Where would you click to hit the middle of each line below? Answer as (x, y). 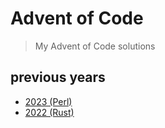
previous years (58, 77)
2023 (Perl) (48, 101)
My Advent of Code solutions (95, 46)
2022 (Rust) (49, 112)
